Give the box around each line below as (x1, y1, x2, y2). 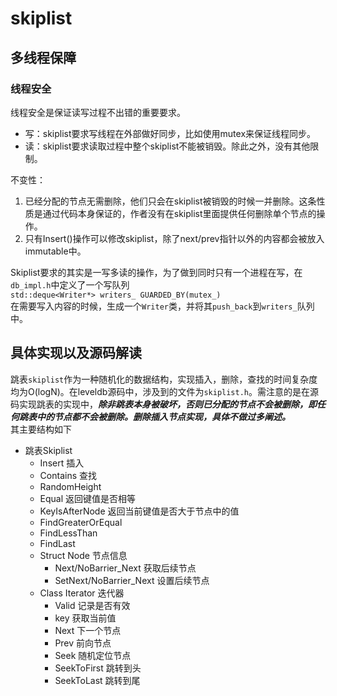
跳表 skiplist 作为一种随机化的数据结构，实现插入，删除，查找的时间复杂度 (10, 373, 318, 385)
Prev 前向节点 (54, 637, 112, 649)
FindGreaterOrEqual (39, 516, 123, 528)
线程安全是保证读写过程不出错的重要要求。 (10, 106, 186, 118)
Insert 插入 (39, 457, 85, 469)
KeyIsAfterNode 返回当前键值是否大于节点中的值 (39, 505, 240, 517)
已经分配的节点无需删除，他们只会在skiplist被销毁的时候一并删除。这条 (24, 195, 317, 207)
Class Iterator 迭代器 (39, 587, 125, 599)
